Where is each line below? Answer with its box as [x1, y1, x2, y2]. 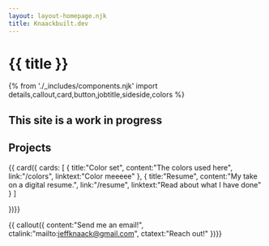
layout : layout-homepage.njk [8, 11, 107, 20]
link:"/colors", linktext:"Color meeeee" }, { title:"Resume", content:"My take [8, 171, 258, 181]
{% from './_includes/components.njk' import [8, 81, 158, 91]
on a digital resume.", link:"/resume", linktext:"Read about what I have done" [8, 179, 262, 189]
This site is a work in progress [8, 113, 163, 127]
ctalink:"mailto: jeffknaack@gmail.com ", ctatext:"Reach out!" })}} [8, 228, 223, 238]
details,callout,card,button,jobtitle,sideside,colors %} [8, 90, 185, 100]
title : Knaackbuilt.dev [8, 19, 89, 28]
